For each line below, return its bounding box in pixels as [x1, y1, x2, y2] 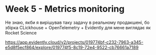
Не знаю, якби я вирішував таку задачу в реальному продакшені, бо [5, 19, 150, 25]
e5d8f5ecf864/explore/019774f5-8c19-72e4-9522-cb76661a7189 [5, 44, 139, 50]
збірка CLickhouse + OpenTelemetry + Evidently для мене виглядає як [5, 24, 151, 30]
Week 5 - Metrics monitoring [5, 3, 125, 15]
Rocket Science [5, 30, 37, 36]
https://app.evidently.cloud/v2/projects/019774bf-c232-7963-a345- [5, 39, 144, 45]
